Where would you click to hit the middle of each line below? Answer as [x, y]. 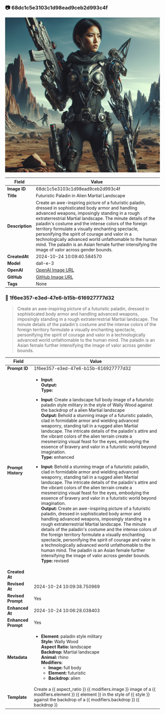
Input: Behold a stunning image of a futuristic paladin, [95, 467]
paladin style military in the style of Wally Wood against [97, 405]
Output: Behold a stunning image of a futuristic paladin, [97, 415]
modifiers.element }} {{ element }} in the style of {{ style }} [92, 694]
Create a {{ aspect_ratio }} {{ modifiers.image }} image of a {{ [95, 689]
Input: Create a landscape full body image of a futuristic [97, 399]
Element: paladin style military [71, 636]
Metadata [17, 657]
